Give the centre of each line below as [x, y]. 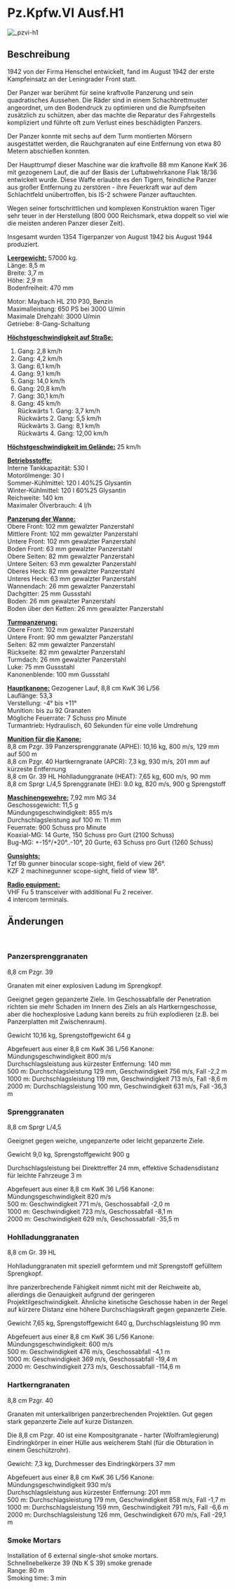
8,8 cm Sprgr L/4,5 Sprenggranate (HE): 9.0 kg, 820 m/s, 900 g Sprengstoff [116, 784]
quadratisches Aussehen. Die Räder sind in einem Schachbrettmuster [108, 100]
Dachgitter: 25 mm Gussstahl [49, 593]
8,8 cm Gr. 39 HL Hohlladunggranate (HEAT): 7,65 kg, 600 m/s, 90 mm [109, 776]
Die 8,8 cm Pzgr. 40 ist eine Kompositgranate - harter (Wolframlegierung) [113, 1435]
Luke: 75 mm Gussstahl [41, 667]
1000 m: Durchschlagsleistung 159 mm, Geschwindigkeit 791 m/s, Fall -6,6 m [118, 1507]
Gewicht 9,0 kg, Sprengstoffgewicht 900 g [68, 1154]
